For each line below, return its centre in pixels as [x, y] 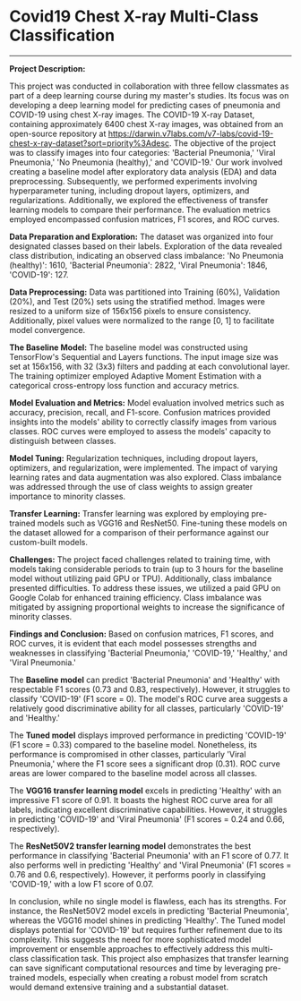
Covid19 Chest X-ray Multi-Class [134, 17]
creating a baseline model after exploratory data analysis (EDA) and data [143, 171]
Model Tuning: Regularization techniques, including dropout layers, [133, 458]
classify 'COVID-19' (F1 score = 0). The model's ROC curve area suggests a [149, 698]
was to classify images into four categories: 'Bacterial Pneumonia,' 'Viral [142, 152]
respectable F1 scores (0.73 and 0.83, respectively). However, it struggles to [150, 689]
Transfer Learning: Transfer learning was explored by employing [129, 513]
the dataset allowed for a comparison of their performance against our [139, 532]
